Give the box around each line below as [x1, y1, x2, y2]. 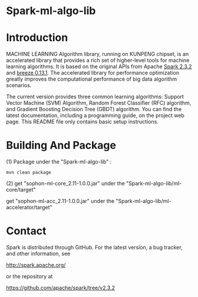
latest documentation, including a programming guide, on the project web [6, 112, 184, 119]
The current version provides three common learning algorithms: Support [6, 93, 184, 101]
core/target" [6, 186, 37, 193]
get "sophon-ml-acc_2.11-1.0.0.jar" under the [6, 198, 115, 205]
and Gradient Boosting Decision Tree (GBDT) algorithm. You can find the [6, 106, 182, 113]
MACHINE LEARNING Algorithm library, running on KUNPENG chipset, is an [6, 51, 189, 58]
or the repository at [6, 273, 53, 280]
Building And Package [6, 139, 117, 152]
